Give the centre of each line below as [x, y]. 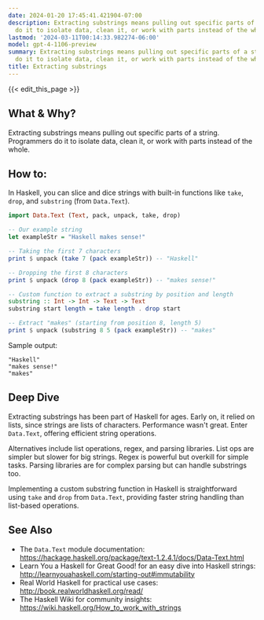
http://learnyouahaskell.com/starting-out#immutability [107, 574]
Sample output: [33, 345]
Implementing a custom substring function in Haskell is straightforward [123, 489]
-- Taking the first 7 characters [65, 251]
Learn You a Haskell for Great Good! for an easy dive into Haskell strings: [137, 566]
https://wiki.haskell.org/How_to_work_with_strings [101, 607]
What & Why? [42, 114]
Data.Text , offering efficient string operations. [82, 433]
